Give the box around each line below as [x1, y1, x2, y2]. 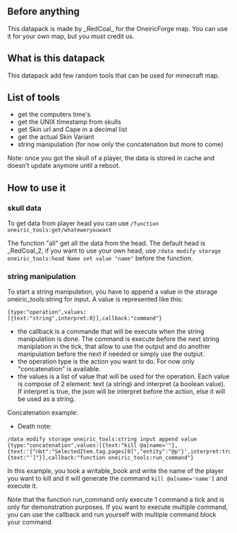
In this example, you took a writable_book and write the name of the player [7, 467, 224, 475]
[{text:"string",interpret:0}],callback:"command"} [7, 315, 162, 322]
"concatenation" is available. [17, 365, 101, 373]
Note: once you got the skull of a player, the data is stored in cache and [7, 154, 215, 162]
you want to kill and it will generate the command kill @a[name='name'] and [7, 474, 228, 483]
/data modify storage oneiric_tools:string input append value [7, 436, 197, 443]
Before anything [7, 6, 80, 18]
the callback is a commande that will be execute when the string [17, 328, 205, 336]
